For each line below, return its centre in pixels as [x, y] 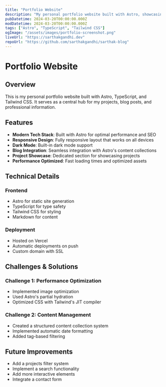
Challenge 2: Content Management [48, 315]
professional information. [31, 107]
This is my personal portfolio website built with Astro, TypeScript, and [76, 97]
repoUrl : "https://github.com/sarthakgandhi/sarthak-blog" [67, 42]
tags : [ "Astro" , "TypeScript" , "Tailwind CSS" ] [55, 28]
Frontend [16, 190]
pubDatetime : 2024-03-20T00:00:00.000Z [46, 19]
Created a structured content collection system [60, 326]
